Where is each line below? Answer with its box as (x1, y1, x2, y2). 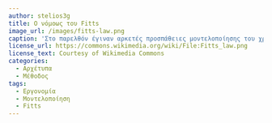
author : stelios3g (8, 11, 70, 20)
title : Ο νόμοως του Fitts (8, 19, 100, 28)
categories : (8, 57, 49, 66)
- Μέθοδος (15, 72, 49, 80)
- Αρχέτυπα (15, 65, 53, 73)
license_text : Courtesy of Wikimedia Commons (8, 49, 164, 57)
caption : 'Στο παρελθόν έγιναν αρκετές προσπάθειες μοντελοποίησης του (8, 34, 255, 43)
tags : (8, 79, 27, 87)
